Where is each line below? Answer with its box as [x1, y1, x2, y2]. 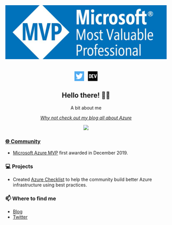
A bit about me [70, 104, 102, 111]
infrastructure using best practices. [12, 182, 88, 188]
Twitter [12, 214, 28, 220]
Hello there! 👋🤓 [61, 91, 111, 100]
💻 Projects [5, 163, 33, 170]
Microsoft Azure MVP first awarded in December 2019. [12, 149, 128, 156]
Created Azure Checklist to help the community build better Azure [12, 176, 152, 183]
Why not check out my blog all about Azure [40, 115, 132, 121]
